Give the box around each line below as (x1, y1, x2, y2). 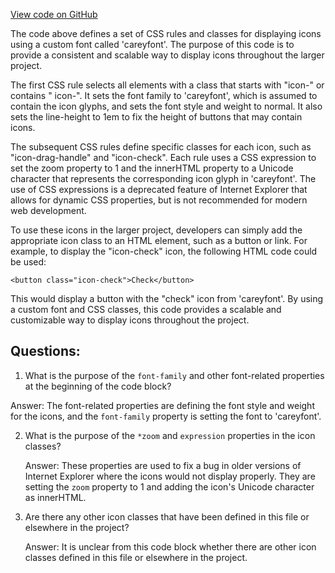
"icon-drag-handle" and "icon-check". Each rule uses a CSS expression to (10, 152, 317, 163)
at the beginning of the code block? (24, 380, 172, 392)
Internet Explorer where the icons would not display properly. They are (24, 470, 316, 482)
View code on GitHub (10, 9, 98, 20)
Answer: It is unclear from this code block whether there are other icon (24, 540, 317, 553)
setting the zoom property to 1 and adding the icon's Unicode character (24, 480, 315, 493)
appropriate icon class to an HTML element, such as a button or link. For (10, 235, 308, 246)
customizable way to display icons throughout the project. (10, 314, 250, 326)
